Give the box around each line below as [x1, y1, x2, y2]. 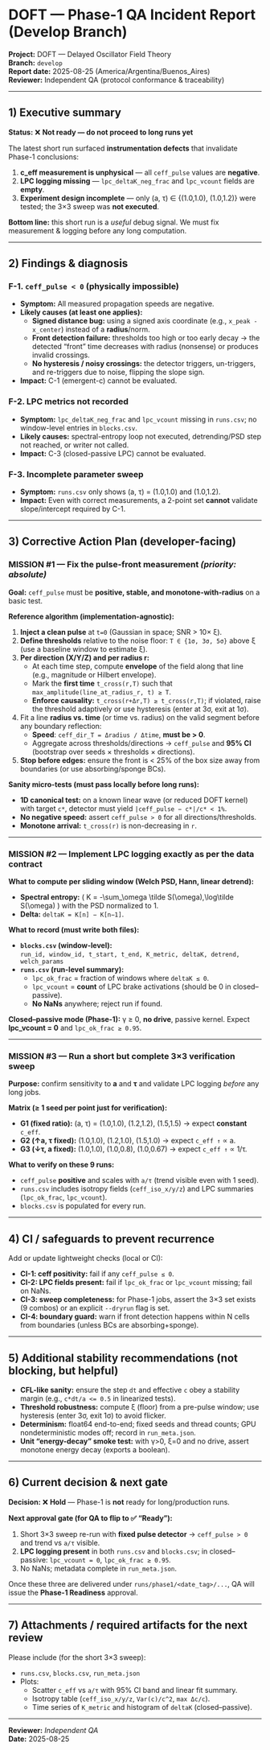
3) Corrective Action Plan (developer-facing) [8, 535, 237, 549]
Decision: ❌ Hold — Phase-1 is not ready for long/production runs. [8, 1497, 231, 1506]
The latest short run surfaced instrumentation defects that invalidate [8, 143, 239, 153]
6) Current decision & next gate [8, 1476, 169, 1489]
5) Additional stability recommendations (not [8, 1351, 239, 1365]
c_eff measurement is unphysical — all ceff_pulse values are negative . [19, 167, 260, 177]
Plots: [19, 1676, 39, 1686]
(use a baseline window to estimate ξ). [19, 644, 148, 653]
